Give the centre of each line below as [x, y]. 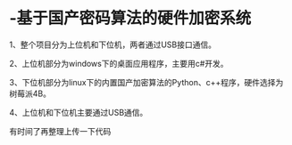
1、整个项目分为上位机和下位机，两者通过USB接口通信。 [113, 44]
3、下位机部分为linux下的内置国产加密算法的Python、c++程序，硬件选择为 [146, 82]
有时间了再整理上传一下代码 [60, 131]
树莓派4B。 [30, 93]
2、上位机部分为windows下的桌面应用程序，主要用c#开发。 [119, 63]
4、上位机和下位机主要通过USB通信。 [79, 112]
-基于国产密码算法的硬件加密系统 [130, 18]
